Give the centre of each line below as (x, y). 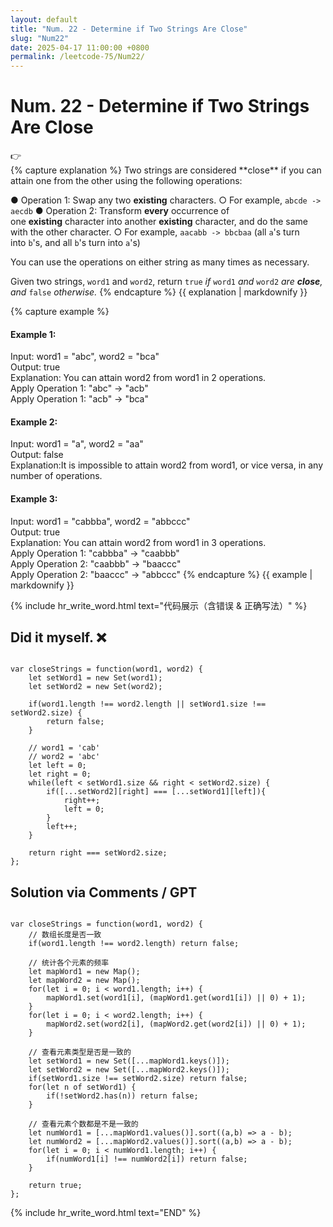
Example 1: (33, 334)
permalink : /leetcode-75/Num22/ (77, 57)
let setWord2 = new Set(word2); (95, 687)
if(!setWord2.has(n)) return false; (122, 1096)
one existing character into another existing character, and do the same (159, 222)
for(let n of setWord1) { (82, 1087)
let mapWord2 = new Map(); (84, 981)
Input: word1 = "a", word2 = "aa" (77, 444)
